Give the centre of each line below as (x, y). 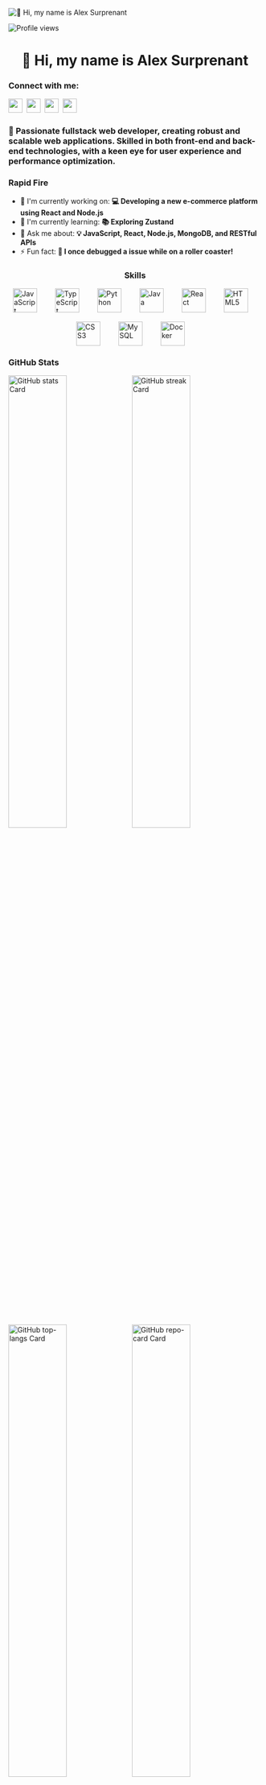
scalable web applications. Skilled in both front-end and (120, 141)
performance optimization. (62, 161)
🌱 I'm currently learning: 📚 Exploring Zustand (97, 221)
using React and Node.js (62, 213)
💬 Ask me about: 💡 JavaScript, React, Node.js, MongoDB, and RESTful (138, 233)
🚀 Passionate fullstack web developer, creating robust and (125, 131)
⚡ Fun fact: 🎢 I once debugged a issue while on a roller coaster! (127, 251)
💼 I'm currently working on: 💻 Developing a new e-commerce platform (139, 200)
